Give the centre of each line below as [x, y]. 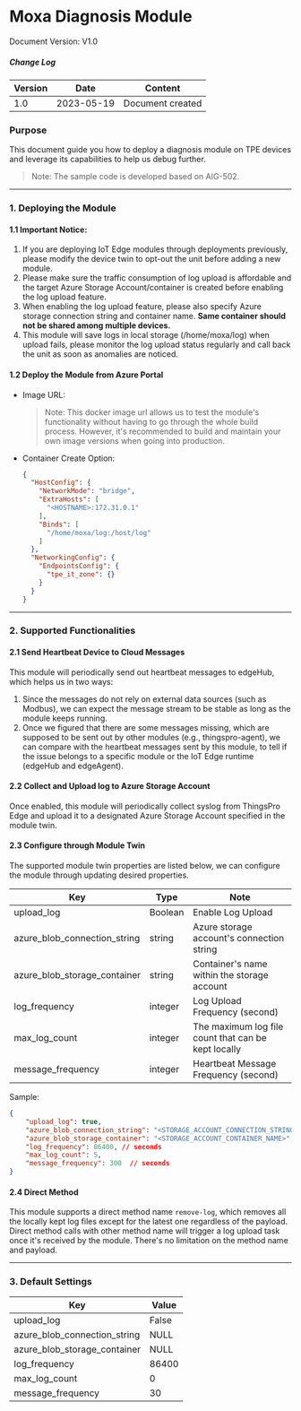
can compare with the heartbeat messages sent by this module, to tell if [155, 747]
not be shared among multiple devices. [96, 325]
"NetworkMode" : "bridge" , [87, 491]
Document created [163, 103]
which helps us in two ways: [61, 681]
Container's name [230, 964]
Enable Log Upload [232, 913]
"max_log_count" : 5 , [64, 1155]
